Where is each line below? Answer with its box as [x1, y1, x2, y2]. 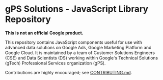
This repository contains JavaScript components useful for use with [5, 39, 142, 45]
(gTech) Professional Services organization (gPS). [5, 60, 106, 66]
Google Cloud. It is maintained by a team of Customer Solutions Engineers [5, 50, 155, 56]
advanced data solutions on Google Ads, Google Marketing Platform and [5, 44, 152, 50]
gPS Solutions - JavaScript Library [5, 3, 149, 15]
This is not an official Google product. [5, 30, 83, 36]
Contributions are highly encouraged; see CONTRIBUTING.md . [5, 69, 132, 75]
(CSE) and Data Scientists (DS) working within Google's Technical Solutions [5, 55, 158, 60]
